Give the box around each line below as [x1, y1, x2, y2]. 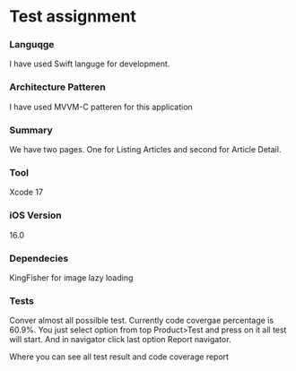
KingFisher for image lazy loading [9, 272, 134, 283]
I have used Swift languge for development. [9, 58, 170, 69]
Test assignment [9, 6, 136, 27]
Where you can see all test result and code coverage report [9, 351, 230, 362]
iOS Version [9, 209, 63, 221]
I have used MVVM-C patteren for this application [9, 101, 193, 112]
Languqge [9, 39, 55, 51]
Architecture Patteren [9, 81, 106, 93]
